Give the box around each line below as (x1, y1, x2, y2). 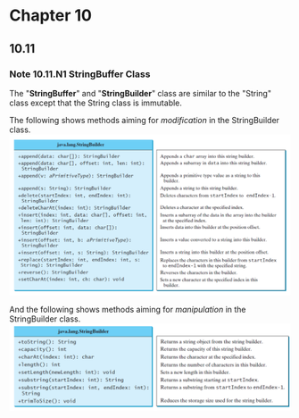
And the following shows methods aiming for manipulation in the (9, 304, 247, 314)
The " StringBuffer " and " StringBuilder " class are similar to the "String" (9, 88, 272, 98)
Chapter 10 (9, 5, 92, 26)
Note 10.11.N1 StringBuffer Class (9, 68, 151, 80)
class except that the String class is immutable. (9, 97, 183, 108)
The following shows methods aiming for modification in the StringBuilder (9, 114, 279, 125)
